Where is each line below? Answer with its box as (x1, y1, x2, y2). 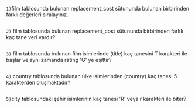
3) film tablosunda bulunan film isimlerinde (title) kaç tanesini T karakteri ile (6, 50, 187, 57)
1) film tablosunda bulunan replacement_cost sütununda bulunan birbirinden (6, 5, 189, 12)
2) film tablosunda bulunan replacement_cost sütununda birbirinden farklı (6, 27, 183, 34)
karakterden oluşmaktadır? (6, 79, 71, 86)
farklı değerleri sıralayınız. (6, 11, 69, 18)
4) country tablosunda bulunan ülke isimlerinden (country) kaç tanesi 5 (6, 73, 177, 79)
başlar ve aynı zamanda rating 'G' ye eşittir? (6, 57, 112, 63)
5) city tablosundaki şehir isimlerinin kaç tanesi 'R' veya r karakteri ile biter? (6, 96, 187, 102)
